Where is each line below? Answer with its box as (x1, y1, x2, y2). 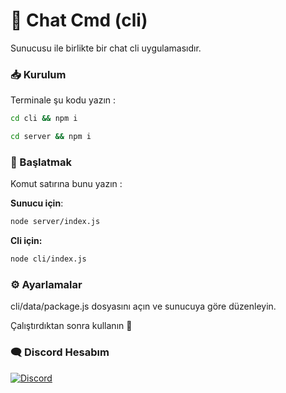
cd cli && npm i (10, 114, 78, 124)
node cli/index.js (10, 254, 87, 264)
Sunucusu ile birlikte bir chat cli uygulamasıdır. (10, 42, 202, 54)
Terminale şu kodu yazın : (10, 94, 117, 106)
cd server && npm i (10, 132, 92, 142)
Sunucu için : (10, 197, 64, 209)
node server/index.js (10, 217, 101, 227)
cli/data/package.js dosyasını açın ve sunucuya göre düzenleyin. (10, 300, 277, 313)
